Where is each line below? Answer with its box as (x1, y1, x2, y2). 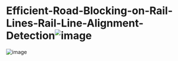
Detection (6, 29, 55, 42)
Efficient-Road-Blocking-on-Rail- (6, 4, 173, 18)
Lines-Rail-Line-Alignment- (6, 16, 144, 30)
